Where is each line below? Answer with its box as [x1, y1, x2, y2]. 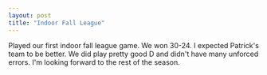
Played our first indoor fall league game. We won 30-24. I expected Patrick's [8, 40, 259, 50]
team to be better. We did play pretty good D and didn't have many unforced [8, 49, 259, 58]
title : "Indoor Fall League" [8, 19, 105, 27]
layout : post [8, 11, 52, 20]
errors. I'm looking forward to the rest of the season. [8, 57, 181, 67]
